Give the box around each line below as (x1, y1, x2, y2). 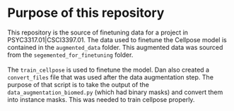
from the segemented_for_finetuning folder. (7, 51, 134, 59)
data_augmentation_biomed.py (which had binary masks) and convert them (7, 88, 223, 96)
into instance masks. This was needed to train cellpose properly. (7, 95, 195, 103)
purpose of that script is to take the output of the (7, 80, 150, 89)
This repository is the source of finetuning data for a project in (7, 28, 189, 37)
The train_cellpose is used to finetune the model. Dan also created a (7, 65, 210, 74)
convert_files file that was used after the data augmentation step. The (7, 72, 214, 81)
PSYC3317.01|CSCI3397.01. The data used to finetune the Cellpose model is (7, 35, 228, 44)
